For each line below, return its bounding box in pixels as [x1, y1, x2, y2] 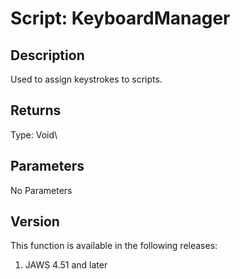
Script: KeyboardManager [10, 7, 231, 30]
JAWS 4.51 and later [24, 259, 108, 271]
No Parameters [10, 184, 73, 196]
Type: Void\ [10, 128, 58, 141]
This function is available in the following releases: [10, 240, 218, 252]
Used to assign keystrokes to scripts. [10, 73, 163, 85]
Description [10, 47, 85, 64]
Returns [10, 102, 62, 119]
